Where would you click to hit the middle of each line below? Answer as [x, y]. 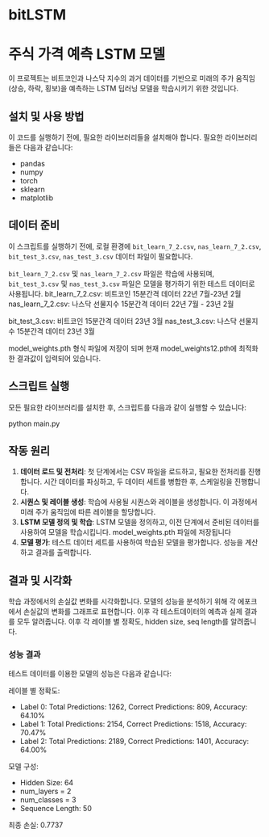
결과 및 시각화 [40, 580]
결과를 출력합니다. [63, 553]
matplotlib [37, 198]
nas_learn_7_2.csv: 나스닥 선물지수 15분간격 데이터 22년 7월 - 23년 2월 [121, 304]
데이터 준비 [34, 225]
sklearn [33, 189]
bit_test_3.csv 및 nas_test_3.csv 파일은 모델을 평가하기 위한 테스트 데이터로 [132, 284]
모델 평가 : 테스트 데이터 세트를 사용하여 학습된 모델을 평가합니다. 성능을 [131, 542]
